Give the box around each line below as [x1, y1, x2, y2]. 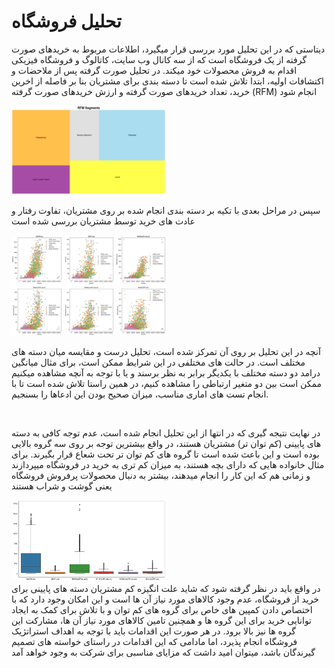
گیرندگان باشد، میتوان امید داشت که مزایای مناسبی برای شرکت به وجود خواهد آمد [11, 646, 316, 658]
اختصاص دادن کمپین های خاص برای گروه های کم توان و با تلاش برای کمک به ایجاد [11, 603, 313, 615]
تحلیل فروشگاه [11, 10, 122, 33]
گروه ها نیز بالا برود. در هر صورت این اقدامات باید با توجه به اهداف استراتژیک [11, 625, 296, 637]
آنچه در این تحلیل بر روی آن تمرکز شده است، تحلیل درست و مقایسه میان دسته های [11, 345, 321, 357]
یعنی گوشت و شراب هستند [11, 480, 113, 492]
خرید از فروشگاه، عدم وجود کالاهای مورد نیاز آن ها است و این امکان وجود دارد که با [11, 593, 320, 605]
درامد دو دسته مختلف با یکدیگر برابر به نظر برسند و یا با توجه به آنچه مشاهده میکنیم [11, 366, 321, 379]
